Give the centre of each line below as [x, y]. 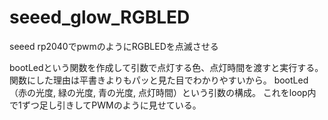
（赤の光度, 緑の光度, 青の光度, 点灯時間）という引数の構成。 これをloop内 [163, 92]
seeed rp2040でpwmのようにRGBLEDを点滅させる [114, 46]
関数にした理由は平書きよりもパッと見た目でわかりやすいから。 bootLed [159, 80]
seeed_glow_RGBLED [100, 17]
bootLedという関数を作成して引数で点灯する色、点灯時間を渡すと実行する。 [166, 67]
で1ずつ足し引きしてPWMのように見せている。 [105, 105]
